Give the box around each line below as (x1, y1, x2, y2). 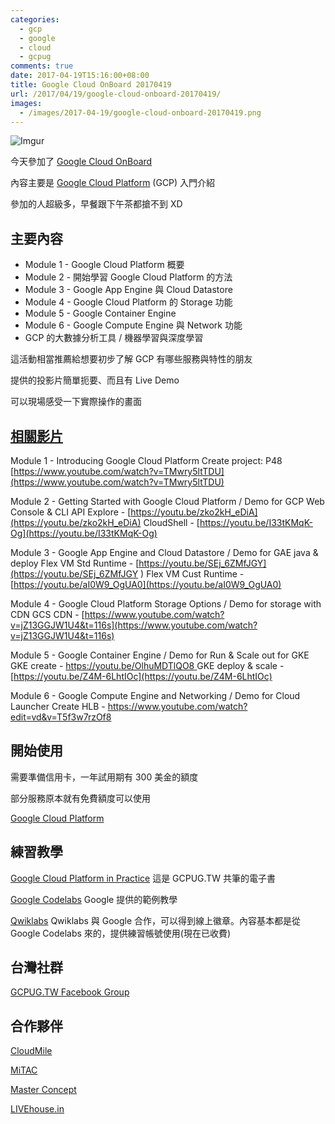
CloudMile (10, 1045, 53, 1057)
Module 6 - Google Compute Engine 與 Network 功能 (24, 319, 243, 331)
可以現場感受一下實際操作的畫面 (10, 396, 142, 408)
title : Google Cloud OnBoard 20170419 (10, 80, 172, 90)
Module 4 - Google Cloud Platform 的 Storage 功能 (24, 296, 233, 308)
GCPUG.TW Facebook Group (10, 986, 130, 998)
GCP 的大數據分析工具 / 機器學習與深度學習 (24, 332, 204, 344)
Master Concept (10, 1084, 77, 1096)
